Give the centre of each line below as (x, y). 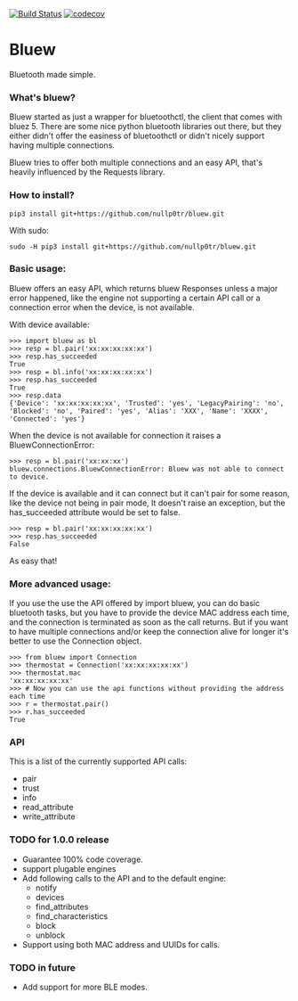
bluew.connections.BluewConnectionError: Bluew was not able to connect (147, 469)
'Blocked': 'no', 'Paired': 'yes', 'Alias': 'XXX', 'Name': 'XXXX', (139, 411)
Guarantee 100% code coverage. (83, 859)
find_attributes (62, 907)
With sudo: (29, 230)
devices (50, 897)
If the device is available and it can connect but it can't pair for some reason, (149, 493)
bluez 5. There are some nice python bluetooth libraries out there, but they (145, 127)
